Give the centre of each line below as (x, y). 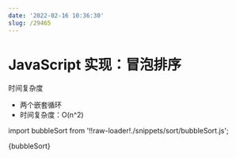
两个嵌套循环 (40, 105)
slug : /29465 (30, 23)
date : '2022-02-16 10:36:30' (56, 15)
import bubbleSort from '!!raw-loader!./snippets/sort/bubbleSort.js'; (118, 131)
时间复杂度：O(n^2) (52, 115)
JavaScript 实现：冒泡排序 (95, 65)
